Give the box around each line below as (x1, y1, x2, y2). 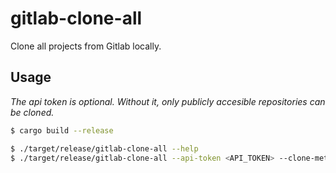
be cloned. (10, 106, 55, 118)
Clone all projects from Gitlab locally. (10, 40, 162, 52)
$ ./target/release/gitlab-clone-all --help (10, 143, 199, 154)
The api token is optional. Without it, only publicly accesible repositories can (10, 95, 326, 107)
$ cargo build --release (10, 125, 114, 136)
